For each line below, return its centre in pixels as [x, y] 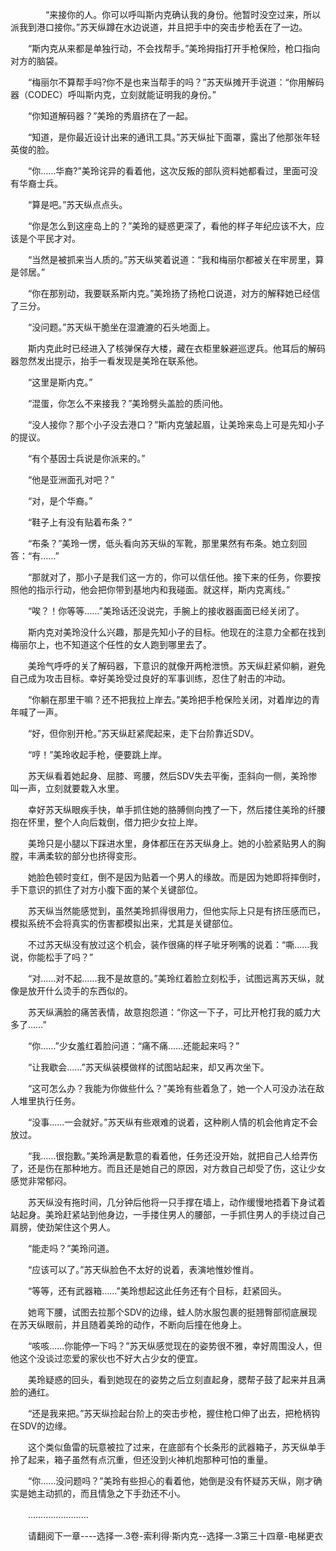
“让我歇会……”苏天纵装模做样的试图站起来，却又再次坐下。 [148, 1067]
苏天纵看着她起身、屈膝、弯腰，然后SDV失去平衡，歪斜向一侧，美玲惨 [172, 776]
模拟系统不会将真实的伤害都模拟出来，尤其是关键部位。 [124, 923]
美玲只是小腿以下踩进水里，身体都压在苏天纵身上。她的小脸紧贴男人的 [172, 843]
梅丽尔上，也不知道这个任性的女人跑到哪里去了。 [111, 644]
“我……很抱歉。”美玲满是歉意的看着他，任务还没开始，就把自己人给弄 [168, 1156]
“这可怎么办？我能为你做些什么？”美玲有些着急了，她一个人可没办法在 [172, 1088]
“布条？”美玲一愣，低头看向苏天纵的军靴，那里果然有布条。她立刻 [163, 543]
